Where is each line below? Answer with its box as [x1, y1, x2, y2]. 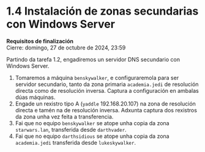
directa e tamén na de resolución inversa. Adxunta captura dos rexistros [15, 106, 198, 114]
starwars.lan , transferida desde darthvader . [15, 126, 127, 133]
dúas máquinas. [15, 93, 56, 101]
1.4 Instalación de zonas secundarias [6, 4, 199, 18]
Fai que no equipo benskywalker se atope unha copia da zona [15, 119, 170, 126]
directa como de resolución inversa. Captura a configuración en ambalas [15, 87, 199, 94]
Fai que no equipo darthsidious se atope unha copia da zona [15, 132, 170, 140]
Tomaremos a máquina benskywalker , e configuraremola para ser [15, 74, 179, 81]
